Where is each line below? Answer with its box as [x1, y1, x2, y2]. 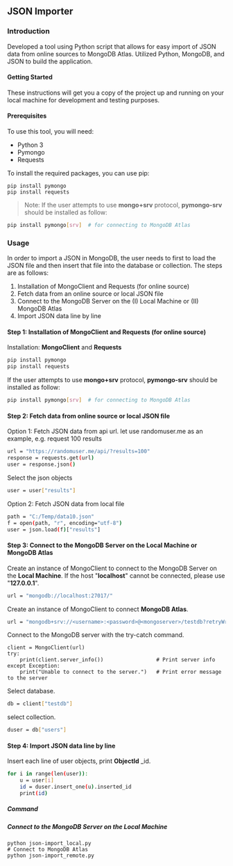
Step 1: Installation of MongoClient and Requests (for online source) [7, 327, 207, 336]
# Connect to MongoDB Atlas [7, 846, 89, 853]
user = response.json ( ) [7, 461, 76, 469]
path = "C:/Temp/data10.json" [7, 513, 95, 520]
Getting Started [7, 73, 53, 81]
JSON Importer [7, 6, 74, 17]
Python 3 [17, 141, 44, 149]
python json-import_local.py [7, 840, 92, 847]
